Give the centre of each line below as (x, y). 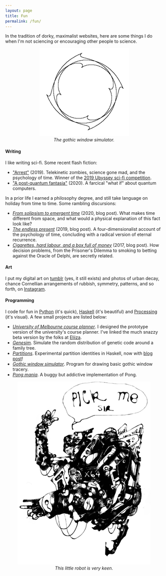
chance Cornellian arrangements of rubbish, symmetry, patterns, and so (79, 283)
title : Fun (16, 16)
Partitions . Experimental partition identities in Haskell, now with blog (82, 353)
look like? (22, 224)
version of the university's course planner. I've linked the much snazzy (85, 332)
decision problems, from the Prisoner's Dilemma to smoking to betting (84, 250)
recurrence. (24, 240)
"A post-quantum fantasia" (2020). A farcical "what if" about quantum (84, 183)
